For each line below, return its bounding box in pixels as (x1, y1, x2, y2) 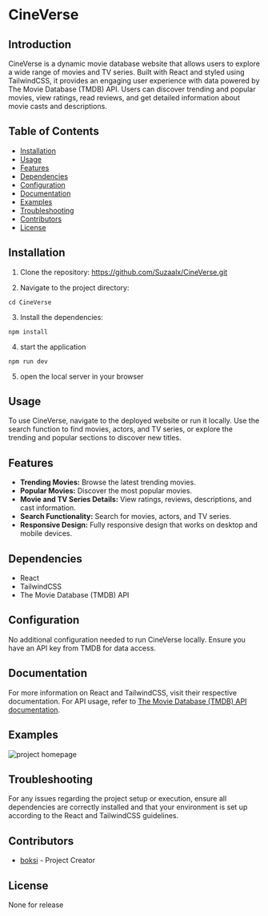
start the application (19, 342, 86, 351)
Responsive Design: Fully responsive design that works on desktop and (19, 520, 258, 530)
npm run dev (8, 357, 48, 366)
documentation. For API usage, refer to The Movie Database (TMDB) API (8, 696, 247, 706)
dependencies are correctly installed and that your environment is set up (8, 802, 248, 812)
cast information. (19, 503, 76, 513)
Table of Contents (8, 124, 100, 138)
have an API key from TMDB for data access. (8, 643, 156, 653)
